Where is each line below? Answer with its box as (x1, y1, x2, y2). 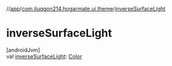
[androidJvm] (6, 46, 41, 53)
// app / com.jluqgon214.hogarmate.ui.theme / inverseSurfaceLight (6, 5, 166, 12)
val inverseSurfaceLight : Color (6, 53, 83, 60)
